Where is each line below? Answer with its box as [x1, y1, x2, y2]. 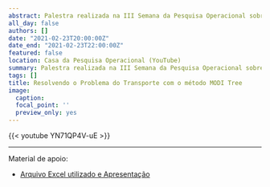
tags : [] [8, 71, 38, 79]
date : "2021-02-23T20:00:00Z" [8, 34, 110, 43]
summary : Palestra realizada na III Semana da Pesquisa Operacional [8, 64, 243, 72]
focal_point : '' [15, 101, 70, 109]
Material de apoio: [8, 154, 68, 163]
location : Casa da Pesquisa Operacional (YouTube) [8, 57, 182, 65]
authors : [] [8, 26, 48, 35]
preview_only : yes [15, 109, 78, 117]
